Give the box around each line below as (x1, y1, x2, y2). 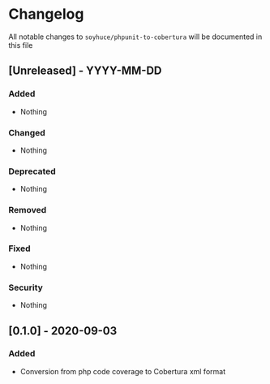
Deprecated (8, 166, 57, 177)
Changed (8, 127, 46, 138)
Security (8, 282, 43, 293)
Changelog (8, 5, 84, 24)
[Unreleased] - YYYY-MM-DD (8, 64, 162, 78)
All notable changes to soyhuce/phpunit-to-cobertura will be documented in (8, 32, 263, 41)
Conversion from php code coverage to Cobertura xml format (19, 366, 225, 376)
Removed (8, 205, 47, 216)
